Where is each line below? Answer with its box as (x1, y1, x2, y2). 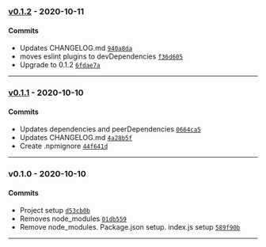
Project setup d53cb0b (19, 206, 91, 215)
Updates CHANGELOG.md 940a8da (19, 44, 133, 53)
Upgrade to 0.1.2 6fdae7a (19, 60, 101, 70)
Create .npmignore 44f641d (19, 141, 108, 151)
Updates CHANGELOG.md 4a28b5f (19, 133, 133, 142)
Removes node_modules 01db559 (19, 214, 127, 223)
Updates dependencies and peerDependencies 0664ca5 (19, 124, 202, 134)
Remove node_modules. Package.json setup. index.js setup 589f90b (19, 222, 241, 232)
